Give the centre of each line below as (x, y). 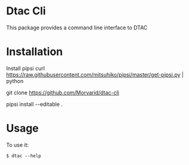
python (15, 81)
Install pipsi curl (26, 68)
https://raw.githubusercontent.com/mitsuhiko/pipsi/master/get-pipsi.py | (95, 74)
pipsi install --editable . (35, 104)
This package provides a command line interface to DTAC (77, 27)
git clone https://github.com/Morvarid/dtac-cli (63, 92)
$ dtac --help (24, 156)
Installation (35, 52)
